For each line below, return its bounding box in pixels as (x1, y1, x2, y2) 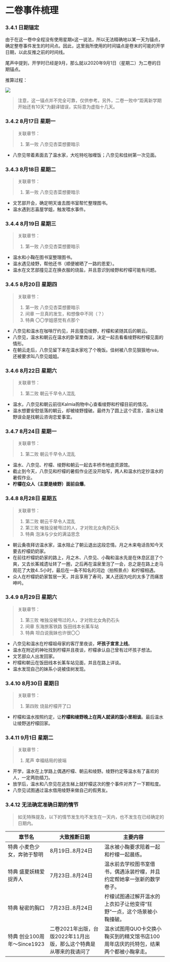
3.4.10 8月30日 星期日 (5, 680, 60, 687)
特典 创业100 (8, 933, 39, 940)
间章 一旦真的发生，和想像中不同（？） (25, 310, 107, 316)
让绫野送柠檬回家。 (12, 720, 53, 726)
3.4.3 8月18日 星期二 (5, 166, 56, 173)
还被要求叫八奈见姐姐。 (12, 353, 62, 359)
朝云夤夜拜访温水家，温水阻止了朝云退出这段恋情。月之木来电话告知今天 (12, 541, 163, 548)
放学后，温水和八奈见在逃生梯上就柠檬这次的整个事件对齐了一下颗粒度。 (12, 781, 163, 787)
